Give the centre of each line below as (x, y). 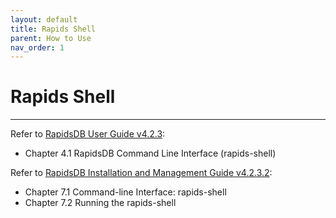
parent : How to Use (51, 38)
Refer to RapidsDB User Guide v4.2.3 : (88, 134)
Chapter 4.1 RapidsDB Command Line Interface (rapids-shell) (150, 153)
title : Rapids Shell (53, 29)
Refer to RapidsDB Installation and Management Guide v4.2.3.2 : (141, 173)
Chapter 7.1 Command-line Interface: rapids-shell (125, 192)
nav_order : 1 (37, 47)
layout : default (44, 19)
